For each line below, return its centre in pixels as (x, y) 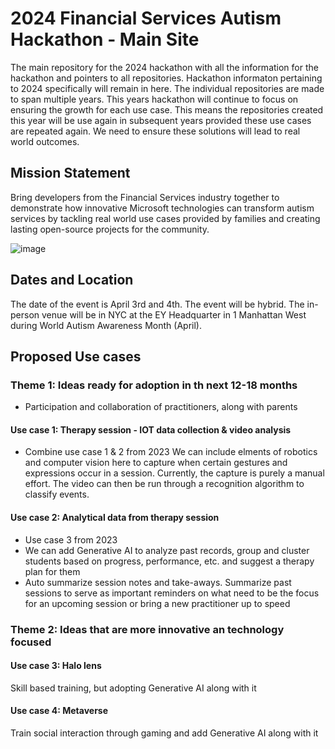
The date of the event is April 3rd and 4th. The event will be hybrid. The (157, 304)
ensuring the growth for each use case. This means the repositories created (167, 109)
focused (31, 642)
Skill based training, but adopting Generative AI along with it (133, 688)
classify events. (57, 494)
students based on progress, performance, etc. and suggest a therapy (169, 561)
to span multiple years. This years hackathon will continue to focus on (154, 99)
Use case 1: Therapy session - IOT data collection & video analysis (151, 429)
